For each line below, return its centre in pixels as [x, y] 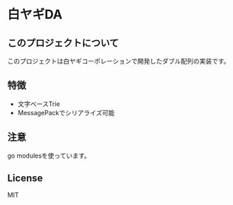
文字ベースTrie [39, 104]
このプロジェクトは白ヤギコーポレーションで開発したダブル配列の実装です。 [119, 61]
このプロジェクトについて [63, 43]
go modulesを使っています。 [49, 156]
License [25, 178]
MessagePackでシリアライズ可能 [66, 112]
